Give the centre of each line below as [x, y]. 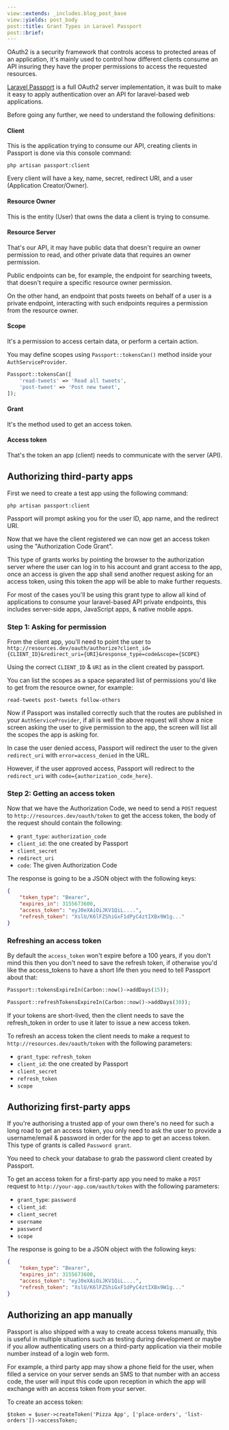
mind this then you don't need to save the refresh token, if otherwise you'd [112, 962]
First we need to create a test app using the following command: [98, 493]
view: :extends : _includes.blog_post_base [67, 13]
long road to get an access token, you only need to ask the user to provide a [114, 1131]
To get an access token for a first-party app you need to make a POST [104, 1179]
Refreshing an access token [54, 940]
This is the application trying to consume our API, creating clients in [102, 146]
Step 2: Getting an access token [61, 793]
